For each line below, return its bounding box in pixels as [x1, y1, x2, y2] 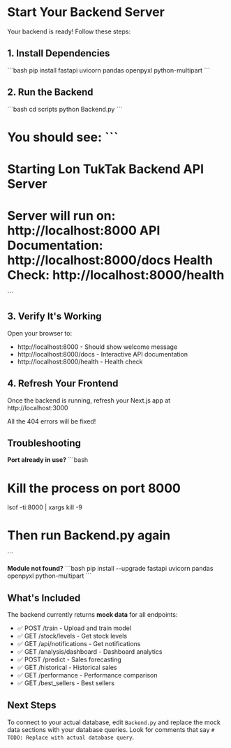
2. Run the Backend [7, 87, 94, 98]
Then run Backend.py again [7, 528, 171, 544]
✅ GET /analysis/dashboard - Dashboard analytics [17, 648, 163, 656]
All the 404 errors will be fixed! [7, 417, 96, 426]
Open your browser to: [7, 329, 72, 337]
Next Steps [7, 699, 57, 712]
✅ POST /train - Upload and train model [17, 624, 131, 632]
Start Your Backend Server [7, 4, 165, 20]
